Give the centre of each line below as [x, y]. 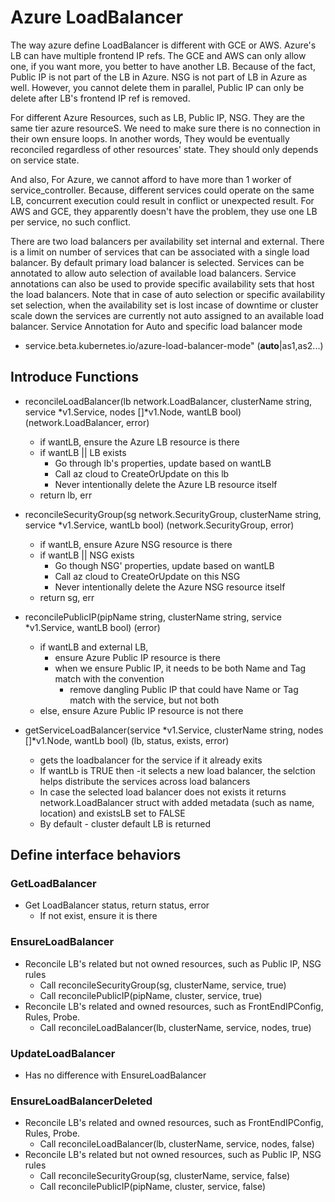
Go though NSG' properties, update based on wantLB [164, 565]
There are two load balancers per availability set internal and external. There [167, 241]
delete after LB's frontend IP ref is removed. [100, 98]
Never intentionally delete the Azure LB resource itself [166, 484]
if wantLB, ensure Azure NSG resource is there [136, 544]
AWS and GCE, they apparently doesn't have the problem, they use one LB [164, 211]
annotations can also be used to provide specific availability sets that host [162, 283]
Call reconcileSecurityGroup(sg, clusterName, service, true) [163, 985]
